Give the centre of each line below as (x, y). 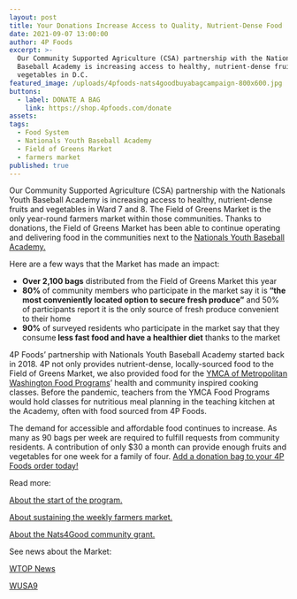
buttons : (25, 91)
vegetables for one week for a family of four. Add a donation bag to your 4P (147, 457)
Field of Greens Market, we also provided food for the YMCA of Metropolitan (148, 373)
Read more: (30, 483)
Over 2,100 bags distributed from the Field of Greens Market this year (149, 281)
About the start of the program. (66, 500)
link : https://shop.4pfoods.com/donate (99, 108)
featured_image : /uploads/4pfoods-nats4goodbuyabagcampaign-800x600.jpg (146, 83)
